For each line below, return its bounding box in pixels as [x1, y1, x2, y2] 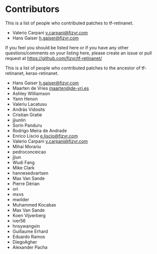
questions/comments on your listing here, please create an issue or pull [5, 50, 152, 56]
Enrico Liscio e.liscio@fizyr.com [12, 133, 78, 139]
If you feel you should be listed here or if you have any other [5, 44, 129, 50]
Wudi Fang [12, 159, 35, 165]
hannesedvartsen [12, 170, 49, 176]
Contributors [5, 3, 60, 15]
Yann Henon [12, 96, 38, 102]
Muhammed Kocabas [12, 202, 56, 208]
